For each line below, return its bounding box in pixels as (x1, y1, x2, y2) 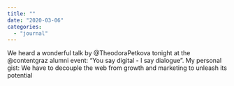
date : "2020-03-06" (7, 17, 64, 24)
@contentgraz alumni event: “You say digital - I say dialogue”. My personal (7, 57, 222, 65)
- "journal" (13, 29, 49, 37)
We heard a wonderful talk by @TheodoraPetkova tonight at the (7, 49, 191, 57)
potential (7, 71, 33, 80)
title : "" (7, 10, 36, 17)
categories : (7, 23, 42, 30)
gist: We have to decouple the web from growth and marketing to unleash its (7, 64, 227, 72)
